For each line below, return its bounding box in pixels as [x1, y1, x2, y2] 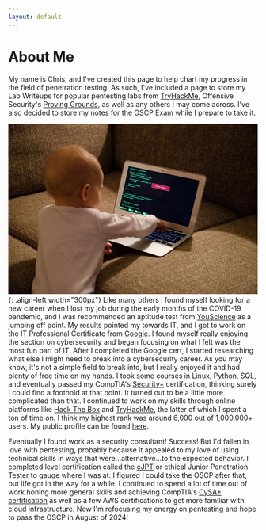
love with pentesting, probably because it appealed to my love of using [8, 444, 239, 455]
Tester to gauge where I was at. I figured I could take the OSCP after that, [8, 470, 247, 479]
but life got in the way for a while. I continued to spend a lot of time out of [8, 479, 248, 488]
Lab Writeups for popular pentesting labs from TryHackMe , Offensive [8, 91, 234, 101]
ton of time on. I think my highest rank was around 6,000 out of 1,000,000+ [8, 413, 253, 422]
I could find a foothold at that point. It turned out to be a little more [8, 387, 224, 397]
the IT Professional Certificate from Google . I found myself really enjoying [8, 329, 248, 338]
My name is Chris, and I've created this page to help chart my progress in [8, 74, 248, 83]
